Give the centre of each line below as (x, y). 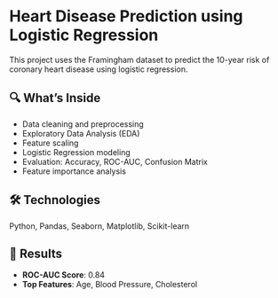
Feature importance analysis (74, 171)
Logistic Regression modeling (76, 152)
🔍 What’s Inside (55, 98)
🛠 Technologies (55, 200)
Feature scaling (50, 143)
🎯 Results (36, 253)
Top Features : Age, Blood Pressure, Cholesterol (110, 285)
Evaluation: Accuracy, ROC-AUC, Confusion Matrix (115, 161)
